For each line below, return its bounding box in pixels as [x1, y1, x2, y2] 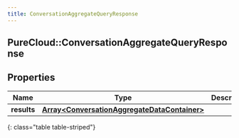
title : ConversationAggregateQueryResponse [7, 10, 139, 18]
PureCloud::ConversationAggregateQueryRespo [7, 37, 228, 49]
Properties [7, 71, 55, 84]
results [11, 104, 36, 114]
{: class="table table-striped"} [7, 122, 96, 131]
